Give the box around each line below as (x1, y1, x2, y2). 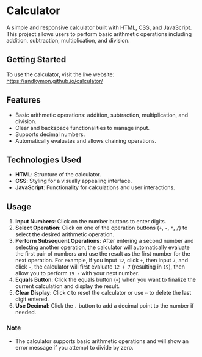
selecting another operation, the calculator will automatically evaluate (15, 243, 190, 251)
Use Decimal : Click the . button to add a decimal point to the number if (15, 302, 194, 309)
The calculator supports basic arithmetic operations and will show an (15, 337, 189, 345)
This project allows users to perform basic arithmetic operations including (6, 30, 192, 37)
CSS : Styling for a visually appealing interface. (15, 178, 132, 185)
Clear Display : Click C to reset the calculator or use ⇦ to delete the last (15, 289, 192, 297)
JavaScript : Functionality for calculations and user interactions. (15, 184, 175, 191)
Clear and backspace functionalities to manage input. (15, 124, 150, 131)
